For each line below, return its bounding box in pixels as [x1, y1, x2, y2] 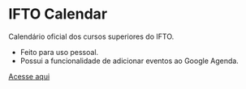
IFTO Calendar [8, 5, 108, 23]
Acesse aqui [8, 71, 50, 81]
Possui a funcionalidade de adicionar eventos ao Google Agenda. [19, 56, 240, 66]
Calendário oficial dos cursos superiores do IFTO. [8, 32, 175, 41]
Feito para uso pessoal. [19, 47, 99, 57]
